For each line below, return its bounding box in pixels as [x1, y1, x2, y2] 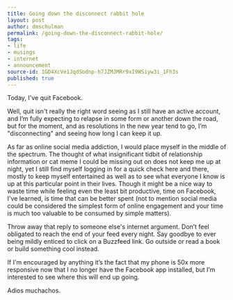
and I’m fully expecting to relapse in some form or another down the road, [7, 115, 218, 123]
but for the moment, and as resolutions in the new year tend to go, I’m [7, 122, 207, 131]
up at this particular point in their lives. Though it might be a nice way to [7, 180, 213, 188]
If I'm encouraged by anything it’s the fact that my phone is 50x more [7, 258, 205, 267]
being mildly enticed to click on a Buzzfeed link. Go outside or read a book [7, 237, 220, 246]
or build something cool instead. [7, 244, 99, 253]
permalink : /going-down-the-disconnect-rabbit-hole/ [7, 29, 163, 37]
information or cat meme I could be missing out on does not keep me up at [7, 158, 221, 166]
